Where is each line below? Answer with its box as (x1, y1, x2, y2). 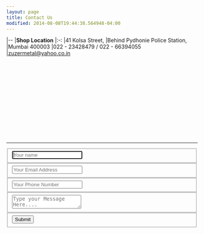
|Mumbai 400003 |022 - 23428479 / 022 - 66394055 (6, 43, 141, 50)
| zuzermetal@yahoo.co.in (6, 50, 71, 57)
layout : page (6, 8, 39, 15)
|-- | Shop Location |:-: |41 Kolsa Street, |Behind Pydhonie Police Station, (6, 37, 187, 44)
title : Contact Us (6, 15, 53, 21)
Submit (15, 216, 31, 222)
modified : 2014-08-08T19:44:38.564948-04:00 (6, 20, 121, 26)
